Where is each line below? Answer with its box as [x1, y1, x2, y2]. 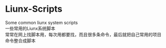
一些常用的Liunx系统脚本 [5, 25, 55, 31]
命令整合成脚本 [5, 38, 36, 44]
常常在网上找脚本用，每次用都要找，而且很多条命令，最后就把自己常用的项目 [5, 31, 162, 37]
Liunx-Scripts [5, 3, 63, 15]
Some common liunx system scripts [5, 20, 78, 25]
